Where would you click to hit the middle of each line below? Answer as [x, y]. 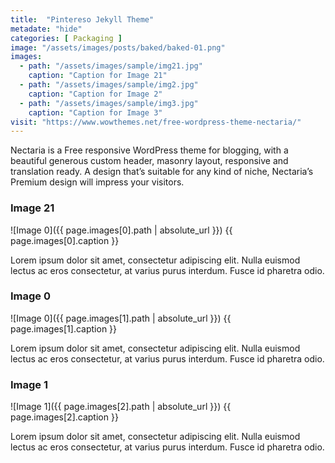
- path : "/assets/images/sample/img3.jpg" [109, 103]
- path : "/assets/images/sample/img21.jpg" [111, 66]
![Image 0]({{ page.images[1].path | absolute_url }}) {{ [121, 318]
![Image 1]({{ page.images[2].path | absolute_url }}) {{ [121, 407]
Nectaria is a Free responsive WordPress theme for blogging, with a [149, 150]
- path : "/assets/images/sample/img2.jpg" [109, 85]
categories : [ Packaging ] [66, 38]
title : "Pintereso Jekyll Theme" [82, 19]
